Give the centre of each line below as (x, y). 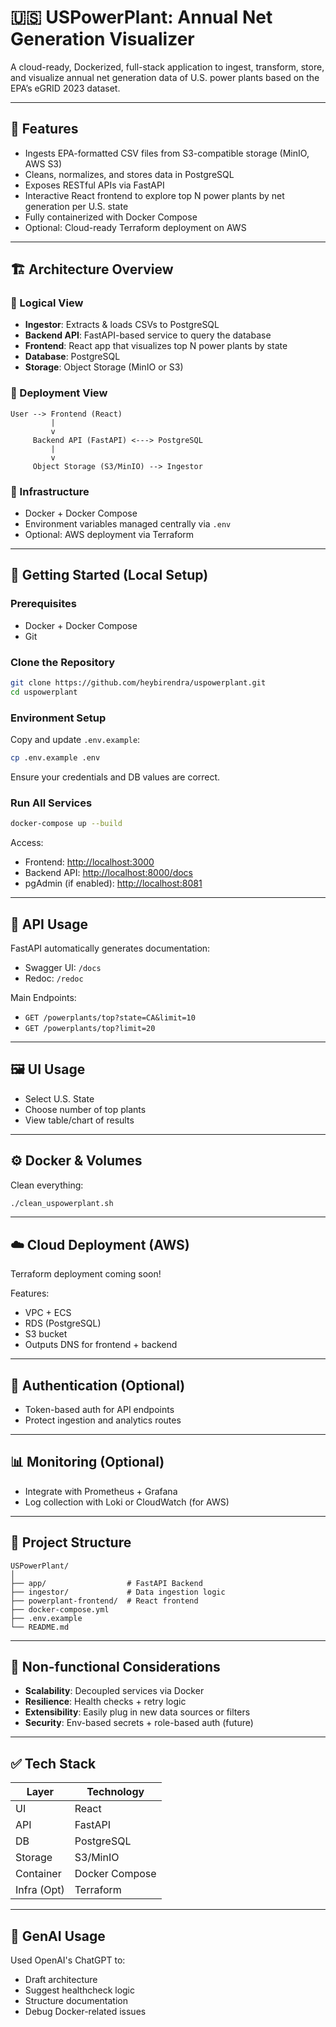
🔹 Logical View (47, 303)
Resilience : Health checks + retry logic (105, 1702)
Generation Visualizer (102, 39)
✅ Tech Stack (53, 1763)
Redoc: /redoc (54, 978)
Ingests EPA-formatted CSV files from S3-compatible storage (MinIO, (167, 153)
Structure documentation (76, 2001)
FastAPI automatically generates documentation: (110, 948)
